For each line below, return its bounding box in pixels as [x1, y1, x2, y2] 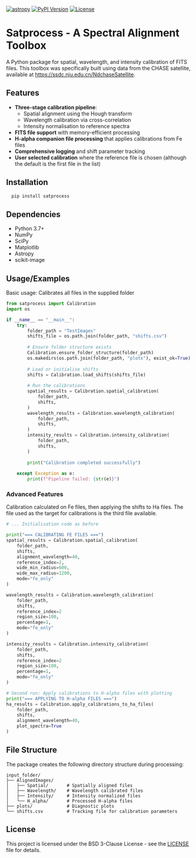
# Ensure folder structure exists [27, 344, 112, 350]
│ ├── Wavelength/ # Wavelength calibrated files [6, 788, 144, 794]
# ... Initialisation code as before [6, 521, 99, 527]
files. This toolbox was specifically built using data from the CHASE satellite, [6, 64, 191, 71]
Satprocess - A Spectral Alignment [6, 27, 180, 40]
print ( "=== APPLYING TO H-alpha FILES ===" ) [6, 695, 117, 701]
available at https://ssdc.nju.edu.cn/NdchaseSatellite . [6, 71, 135, 78]
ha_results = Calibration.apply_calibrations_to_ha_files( [6, 701, 154, 707]
